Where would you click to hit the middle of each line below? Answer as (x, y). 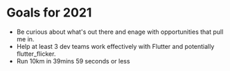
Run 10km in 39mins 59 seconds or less (73, 61)
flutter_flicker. (36, 54)
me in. (25, 39)
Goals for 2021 (49, 13)
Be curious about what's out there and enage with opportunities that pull (120, 32)
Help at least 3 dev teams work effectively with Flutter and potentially (115, 46)
